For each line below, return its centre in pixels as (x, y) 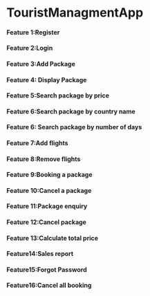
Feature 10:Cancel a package (49, 190)
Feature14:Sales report (40, 254)
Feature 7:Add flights (37, 142)
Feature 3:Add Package (41, 64)
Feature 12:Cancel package (47, 222)
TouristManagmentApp (75, 13)
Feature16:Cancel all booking (49, 286)
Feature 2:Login (30, 48)
